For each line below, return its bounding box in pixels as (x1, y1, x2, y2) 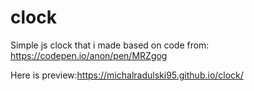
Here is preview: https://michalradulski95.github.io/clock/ (10, 69, 244, 81)
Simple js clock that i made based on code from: (10, 39, 210, 51)
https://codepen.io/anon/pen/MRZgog (10, 49, 168, 61)
